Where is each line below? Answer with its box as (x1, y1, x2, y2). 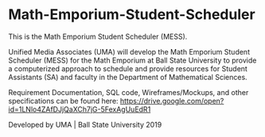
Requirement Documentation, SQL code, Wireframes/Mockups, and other (8, 87, 249, 97)
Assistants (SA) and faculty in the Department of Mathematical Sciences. (8, 72, 248, 82)
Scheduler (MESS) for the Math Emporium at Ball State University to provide (8, 55, 257, 65)
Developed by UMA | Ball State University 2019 (8, 120, 162, 129)
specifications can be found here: (8, 96, 119, 105)
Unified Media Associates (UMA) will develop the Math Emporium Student (8, 47, 251, 56)
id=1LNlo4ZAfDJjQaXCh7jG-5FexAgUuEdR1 (8, 105, 151, 114)
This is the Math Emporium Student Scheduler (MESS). (8, 32, 188, 41)
